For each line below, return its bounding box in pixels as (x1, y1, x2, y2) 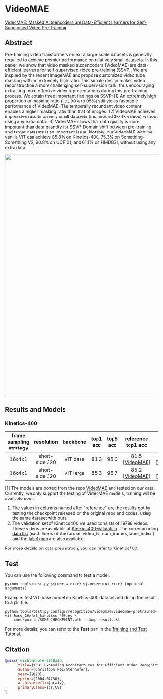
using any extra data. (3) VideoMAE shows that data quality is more (5, 118, 140, 124)
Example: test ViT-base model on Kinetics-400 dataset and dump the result (5, 595, 156, 600)
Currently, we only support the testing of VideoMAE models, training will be (5, 490, 156, 496)
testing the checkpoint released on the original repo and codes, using (12, 510, 151, 516)
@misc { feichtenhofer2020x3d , (5, 658, 64, 663)
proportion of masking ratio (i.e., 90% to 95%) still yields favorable (5, 98, 138, 104)
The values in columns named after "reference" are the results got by (12, 505, 151, 511)
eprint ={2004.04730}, (17, 676, 62, 681)
